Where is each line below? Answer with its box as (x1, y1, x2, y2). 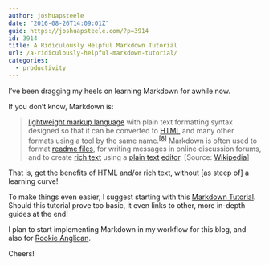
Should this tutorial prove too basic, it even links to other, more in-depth (8, 201, 246, 210)
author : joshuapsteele (8, 11, 84, 20)
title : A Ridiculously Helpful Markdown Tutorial (8, 42, 178, 50)
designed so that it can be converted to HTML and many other (27, 125, 234, 135)
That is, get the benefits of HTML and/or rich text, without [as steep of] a (8, 168, 250, 177)
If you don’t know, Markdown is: (8, 101, 114, 111)
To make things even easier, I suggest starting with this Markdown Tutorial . (8, 192, 256, 202)
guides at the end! (8, 210, 68, 219)
